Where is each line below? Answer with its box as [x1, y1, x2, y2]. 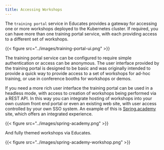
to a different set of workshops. [5, 36, 69, 42]
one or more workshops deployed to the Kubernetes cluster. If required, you [5, 25, 158, 32]
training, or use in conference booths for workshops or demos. [5, 75, 132, 81]
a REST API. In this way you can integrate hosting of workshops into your [5, 95, 152, 101]
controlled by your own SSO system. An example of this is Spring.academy [5, 106, 156, 112]
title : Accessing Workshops [5, 7, 63, 12]
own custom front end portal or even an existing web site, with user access [5, 100, 157, 106]
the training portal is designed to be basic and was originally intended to [5, 65, 151, 71]
